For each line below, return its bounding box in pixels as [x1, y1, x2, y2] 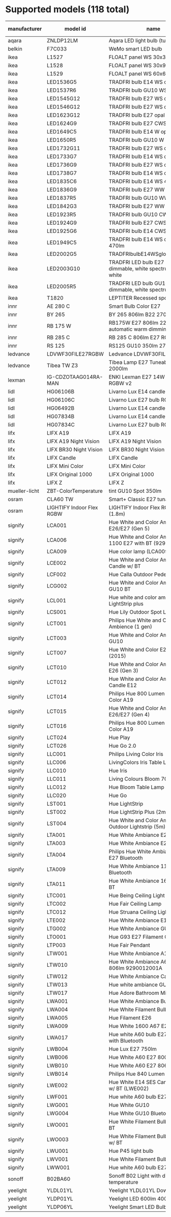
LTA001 [46, 831, 66, 838]
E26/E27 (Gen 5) [108, 525, 150, 532]
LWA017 [46, 1034, 68, 1041]
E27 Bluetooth [108, 854, 144, 861]
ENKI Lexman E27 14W [108, 373, 165, 380]
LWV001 [46, 1155, 69, 1162]
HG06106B [46, 388, 75, 395]
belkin [8, 45, 23, 52]
